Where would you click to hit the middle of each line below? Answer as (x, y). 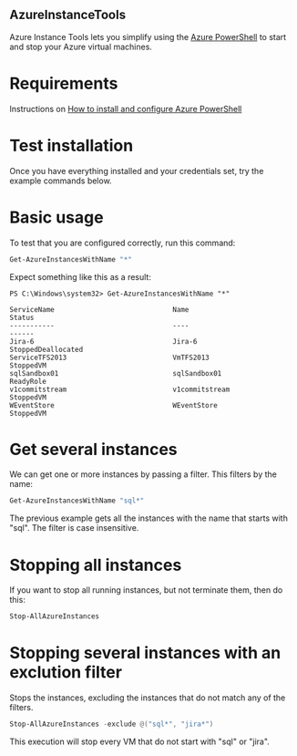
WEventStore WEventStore (114, 405)
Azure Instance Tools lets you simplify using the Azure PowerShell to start (148, 36)
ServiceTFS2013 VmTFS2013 (109, 357)
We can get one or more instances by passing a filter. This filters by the (143, 474)
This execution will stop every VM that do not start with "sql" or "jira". (140, 741)
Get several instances (93, 449)
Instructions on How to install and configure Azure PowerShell (126, 109)
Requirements (64, 83)
